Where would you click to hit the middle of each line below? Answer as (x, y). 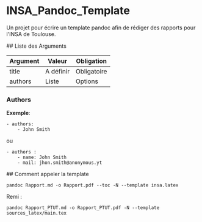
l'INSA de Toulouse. (31, 34)
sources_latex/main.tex (37, 213)
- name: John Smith (42, 157)
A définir (58, 71)
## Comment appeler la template (48, 174)
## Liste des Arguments (37, 46)
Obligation (92, 61)
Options (87, 81)
